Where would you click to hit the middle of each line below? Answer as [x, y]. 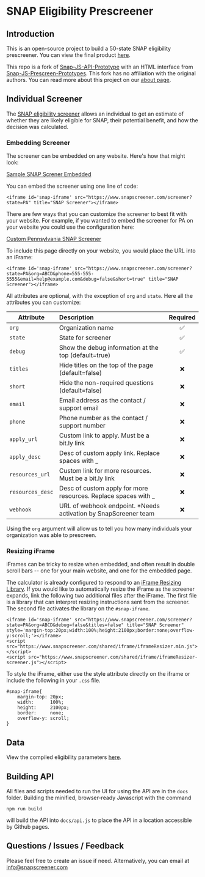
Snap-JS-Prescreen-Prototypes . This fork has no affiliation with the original [101, 73]
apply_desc [25, 457]
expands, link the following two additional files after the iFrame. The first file [102, 596]
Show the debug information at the [109, 348]
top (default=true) [85, 355]
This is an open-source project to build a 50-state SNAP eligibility [89, 48]
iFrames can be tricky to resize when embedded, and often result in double [101, 564]
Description [77, 317]
